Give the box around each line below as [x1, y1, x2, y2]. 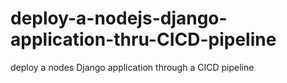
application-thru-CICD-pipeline [10, 28, 277, 51]
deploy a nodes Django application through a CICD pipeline [10, 61, 255, 73]
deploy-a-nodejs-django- [10, 7, 228, 30]
